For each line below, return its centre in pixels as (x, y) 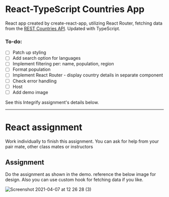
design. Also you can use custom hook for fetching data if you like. (74, 180)
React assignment (44, 127)
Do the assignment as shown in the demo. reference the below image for (81, 174)
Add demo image (30, 92)
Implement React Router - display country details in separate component (88, 75)
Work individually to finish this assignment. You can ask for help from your (82, 141)
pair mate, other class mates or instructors (49, 146)
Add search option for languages (47, 58)
